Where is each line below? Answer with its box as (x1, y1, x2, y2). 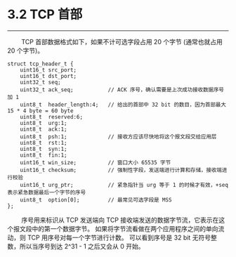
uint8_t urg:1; (20, 119, 68, 126)
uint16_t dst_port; (20, 72, 77, 79)
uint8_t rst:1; (20, 139, 68, 146)
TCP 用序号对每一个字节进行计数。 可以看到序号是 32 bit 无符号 (27, 233, 211, 242)
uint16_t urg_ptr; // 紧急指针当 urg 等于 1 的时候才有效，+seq (20, 181, 228, 188)
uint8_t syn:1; (20, 145, 68, 152)
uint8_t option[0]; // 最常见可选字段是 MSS (20, 196, 172, 204)
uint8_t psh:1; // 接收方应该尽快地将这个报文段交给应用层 (20, 133, 217, 140)
